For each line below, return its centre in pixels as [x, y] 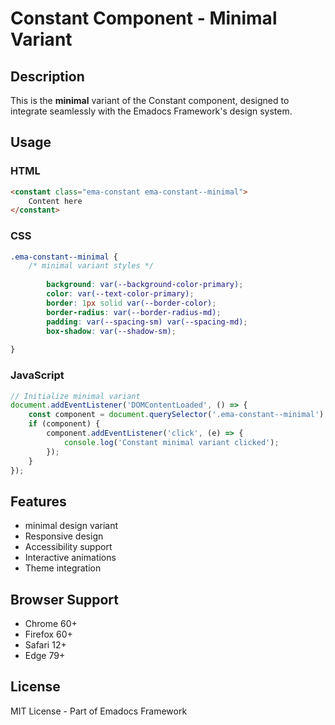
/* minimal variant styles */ [91, 266]
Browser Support [65, 599]
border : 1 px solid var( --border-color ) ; [131, 303]
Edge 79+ [45, 656]
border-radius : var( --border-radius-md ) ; [134, 312]
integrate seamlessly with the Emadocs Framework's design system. [151, 111]
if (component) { [64, 424]
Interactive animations [70, 558]
